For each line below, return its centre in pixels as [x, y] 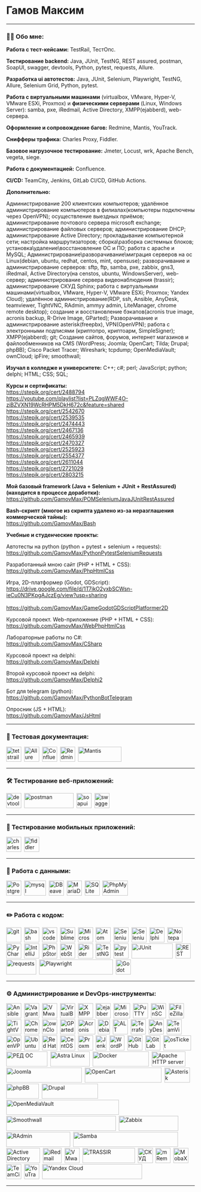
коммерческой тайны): [37, 517]
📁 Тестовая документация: [48, 737]
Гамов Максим [45, 10]
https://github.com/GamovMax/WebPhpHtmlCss [66, 626]
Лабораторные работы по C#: [44, 637]
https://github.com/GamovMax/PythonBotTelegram [69, 698]
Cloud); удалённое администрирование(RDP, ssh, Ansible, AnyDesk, [93, 299]
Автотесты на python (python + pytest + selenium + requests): [84, 547]
